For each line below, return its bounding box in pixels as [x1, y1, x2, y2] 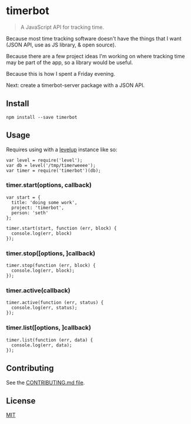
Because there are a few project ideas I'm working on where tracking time [6, 52, 185, 59]
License [6, 396, 36, 406]
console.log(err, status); [11, 305, 78, 311]
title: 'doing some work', [11, 199, 78, 205]
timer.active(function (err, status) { [6, 300, 104, 306]
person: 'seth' [11, 210, 49, 216]
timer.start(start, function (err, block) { [6, 225, 117, 231]
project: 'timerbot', [11, 205, 65, 211]
